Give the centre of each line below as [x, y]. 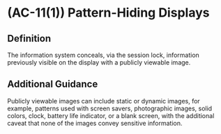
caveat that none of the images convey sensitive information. [95, 123]
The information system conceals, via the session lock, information [104, 55]
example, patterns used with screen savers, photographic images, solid [110, 108]
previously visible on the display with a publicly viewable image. [99, 62]
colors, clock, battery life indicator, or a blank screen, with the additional [111, 115]
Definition [29, 39]
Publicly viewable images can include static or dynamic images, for [104, 101]
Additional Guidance [53, 84]
